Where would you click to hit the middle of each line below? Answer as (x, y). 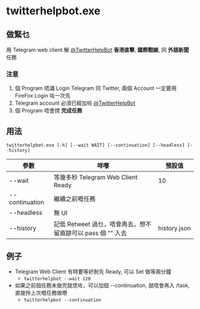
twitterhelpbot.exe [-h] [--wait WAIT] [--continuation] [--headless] (96, 145)
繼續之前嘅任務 (74, 199)
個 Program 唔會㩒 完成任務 (48, 111)
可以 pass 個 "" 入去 (99, 233)
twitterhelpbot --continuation (62, 300)
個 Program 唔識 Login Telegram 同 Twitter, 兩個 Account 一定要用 (96, 88)
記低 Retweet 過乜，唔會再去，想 (99, 224)
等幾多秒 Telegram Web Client (96, 177)
